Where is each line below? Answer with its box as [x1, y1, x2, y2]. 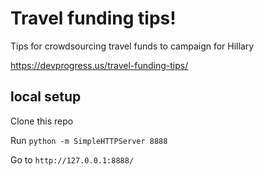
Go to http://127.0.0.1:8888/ [10, 153, 135, 166]
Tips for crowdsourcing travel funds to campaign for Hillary [10, 40, 255, 52]
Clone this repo [10, 115, 74, 127]
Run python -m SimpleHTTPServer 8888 [10, 134, 168, 146]
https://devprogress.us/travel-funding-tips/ [10, 59, 189, 71]
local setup [10, 88, 82, 106]
